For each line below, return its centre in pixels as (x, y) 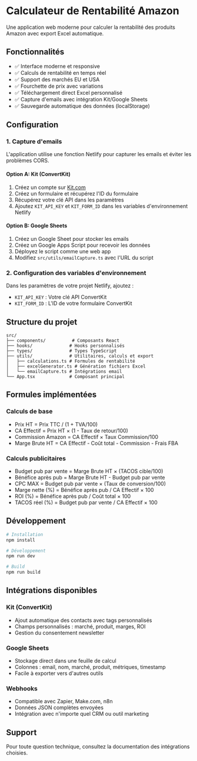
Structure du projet (42, 322)
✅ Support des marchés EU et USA (57, 79)
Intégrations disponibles (52, 590)
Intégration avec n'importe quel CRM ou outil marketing (81, 714)
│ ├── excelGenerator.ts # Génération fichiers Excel (76, 366)
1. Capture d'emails (34, 141)
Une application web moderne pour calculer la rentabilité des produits (91, 27)
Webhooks (22, 689)
